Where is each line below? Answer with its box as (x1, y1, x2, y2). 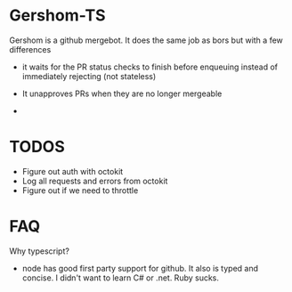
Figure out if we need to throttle (21, 184, 139, 196)
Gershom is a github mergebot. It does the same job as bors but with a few (9, 35, 283, 45)
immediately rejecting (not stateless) (21, 70, 157, 81)
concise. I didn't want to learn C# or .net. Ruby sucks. (21, 272, 220, 283)
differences (9, 44, 52, 54)
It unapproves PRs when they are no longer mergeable (21, 88, 223, 99)
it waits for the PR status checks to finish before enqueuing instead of (21, 61, 279, 72)
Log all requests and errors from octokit (21, 175, 168, 186)
